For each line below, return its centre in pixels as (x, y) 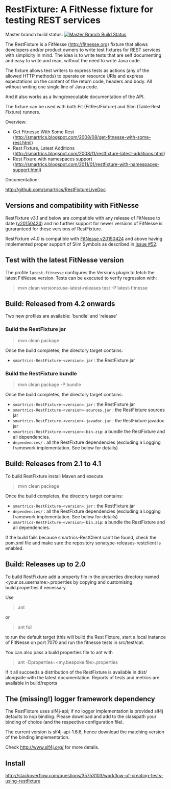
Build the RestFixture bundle (41, 373)
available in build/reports (31, 683)
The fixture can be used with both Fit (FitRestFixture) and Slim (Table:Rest (83, 106)
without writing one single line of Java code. (52, 87)
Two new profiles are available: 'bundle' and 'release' (61, 316)
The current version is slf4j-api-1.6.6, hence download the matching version (85, 732)
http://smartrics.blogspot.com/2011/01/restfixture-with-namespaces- (87, 164)
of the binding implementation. (38, 737)
